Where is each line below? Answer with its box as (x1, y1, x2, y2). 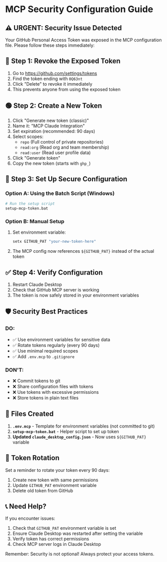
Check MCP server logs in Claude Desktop (12, 541, 102, 547)
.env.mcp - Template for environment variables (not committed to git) (12, 423, 155, 429)
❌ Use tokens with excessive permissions (12, 389, 99, 395)
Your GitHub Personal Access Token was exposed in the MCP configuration (5, 37, 162, 43)
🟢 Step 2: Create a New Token (5, 102, 102, 110)
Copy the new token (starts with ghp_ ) (12, 160, 91, 166)
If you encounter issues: (5, 515, 55, 522)
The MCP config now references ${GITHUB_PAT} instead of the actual (12, 248, 154, 254)
